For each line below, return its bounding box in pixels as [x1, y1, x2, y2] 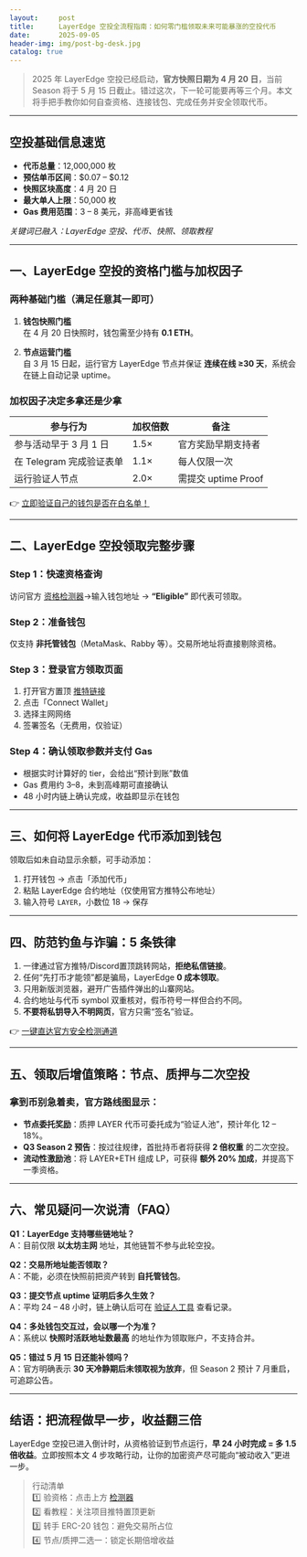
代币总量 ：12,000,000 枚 [22, 160, 116, 171]
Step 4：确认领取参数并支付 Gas [9, 745, 153, 758]
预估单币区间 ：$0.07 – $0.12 [22, 171, 130, 183]
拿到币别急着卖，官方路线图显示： [9, 1096, 160, 1109]
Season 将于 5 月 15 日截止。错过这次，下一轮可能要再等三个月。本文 [31, 85, 292, 96]
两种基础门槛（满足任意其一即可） [9, 293, 160, 306]
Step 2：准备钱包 [9, 615, 86, 628]
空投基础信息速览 [9, 134, 106, 150]
